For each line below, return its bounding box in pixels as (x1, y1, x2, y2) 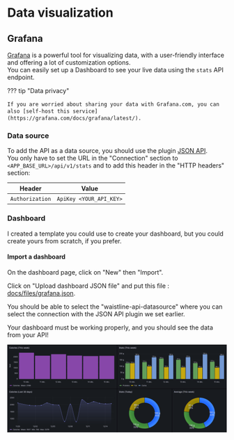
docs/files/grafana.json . (7, 289, 76, 298)
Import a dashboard (7, 252, 66, 261)
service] (72, 108, 98, 115)
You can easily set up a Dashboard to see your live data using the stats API (7, 66, 224, 74)
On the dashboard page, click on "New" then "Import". (7, 268, 164, 277)
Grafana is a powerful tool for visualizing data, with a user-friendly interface (7, 51, 225, 59)
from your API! (7, 331, 49, 339)
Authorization (10, 196, 52, 203)
